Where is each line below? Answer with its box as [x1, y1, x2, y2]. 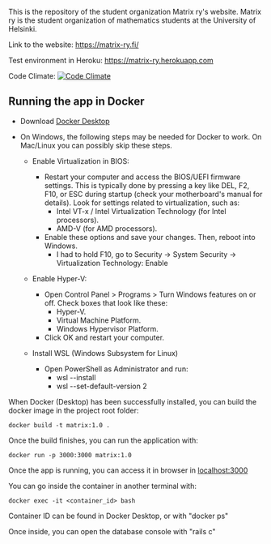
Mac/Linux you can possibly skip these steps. [19, 140, 172, 150]
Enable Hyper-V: [32, 273, 87, 283]
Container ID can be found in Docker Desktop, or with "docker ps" [8, 511, 229, 520]
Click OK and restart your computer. [44, 332, 164, 342]
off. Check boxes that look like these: [44, 298, 168, 307]
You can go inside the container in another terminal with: [8, 481, 197, 490]
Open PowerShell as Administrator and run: [44, 364, 188, 374]
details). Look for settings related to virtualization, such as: [44, 198, 240, 208]
